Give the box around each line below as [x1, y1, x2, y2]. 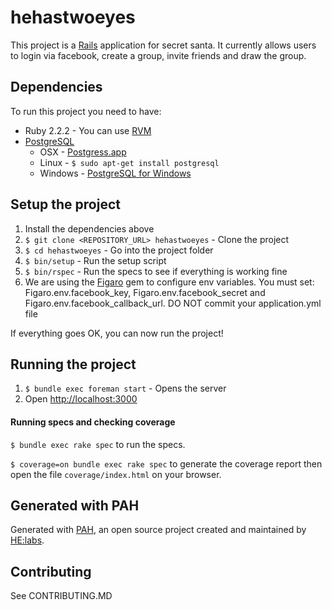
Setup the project [10, 196, 121, 213]
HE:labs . [10, 534, 45, 546]
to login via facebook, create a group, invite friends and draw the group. [10, 49, 307, 61]
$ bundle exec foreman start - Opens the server [24, 382, 227, 395]
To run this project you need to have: [10, 105, 162, 117]
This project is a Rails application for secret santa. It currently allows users [10, 39, 317, 51]
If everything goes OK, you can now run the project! [10, 327, 224, 339]
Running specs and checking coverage [10, 416, 176, 428]
